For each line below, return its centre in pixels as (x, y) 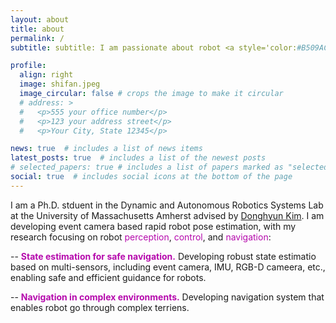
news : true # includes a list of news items (106, 149)
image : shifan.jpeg (60, 84)
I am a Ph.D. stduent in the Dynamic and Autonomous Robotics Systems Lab (167, 205)
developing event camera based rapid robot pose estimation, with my (153, 226)
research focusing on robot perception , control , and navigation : (141, 237)
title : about (37, 29)
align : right (46, 75)
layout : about (40, 19)
